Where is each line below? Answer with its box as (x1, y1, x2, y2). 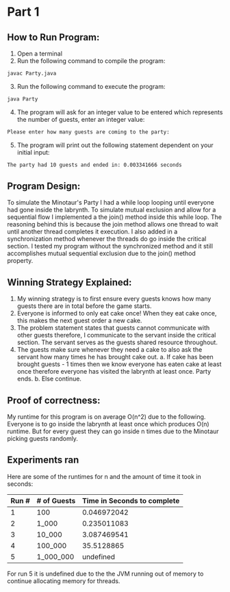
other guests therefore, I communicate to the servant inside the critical (16, 331, 216, 339)
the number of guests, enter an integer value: (16, 115, 145, 123)
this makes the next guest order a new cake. (16, 316, 142, 325)
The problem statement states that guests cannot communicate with (16, 324, 210, 332)
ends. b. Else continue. (16, 374, 82, 383)
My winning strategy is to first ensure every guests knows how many (16, 295, 212, 303)
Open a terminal (16, 49, 63, 57)
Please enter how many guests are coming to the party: (7, 128, 170, 136)
